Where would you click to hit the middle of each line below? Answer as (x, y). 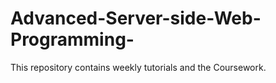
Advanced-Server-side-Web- (136, 18)
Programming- (72, 39)
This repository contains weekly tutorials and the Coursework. (138, 67)
